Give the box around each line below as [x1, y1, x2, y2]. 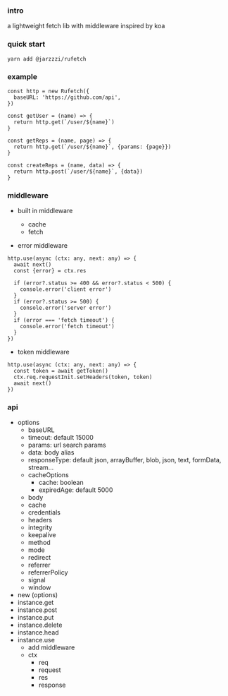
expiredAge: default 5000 [38, 486, 113, 494]
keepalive [27, 531, 56, 539]
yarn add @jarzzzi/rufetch [7, 55, 87, 62]
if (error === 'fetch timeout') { [13, 317, 115, 324]
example [7, 71, 37, 81]
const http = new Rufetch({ [7, 88, 90, 95]
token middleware [17, 348, 70, 356]
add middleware [27, 643, 75, 652]
